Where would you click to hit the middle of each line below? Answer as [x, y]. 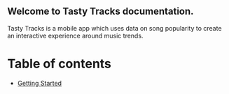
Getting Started [39, 83]
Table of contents [60, 64]
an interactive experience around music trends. [75, 36]
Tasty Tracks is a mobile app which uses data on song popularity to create [114, 28]
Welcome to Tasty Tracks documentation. [100, 11]
